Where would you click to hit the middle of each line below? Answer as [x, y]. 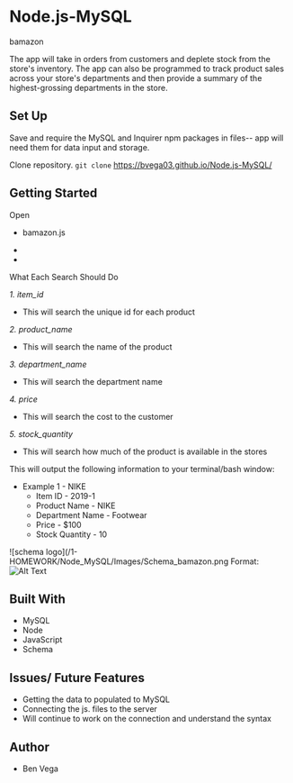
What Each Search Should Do [64, 277]
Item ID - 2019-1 [66, 496]
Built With [37, 599]
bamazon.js [44, 232]
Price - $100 [59, 524]
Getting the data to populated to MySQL [96, 699]
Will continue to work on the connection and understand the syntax [147, 719]
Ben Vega [40, 769]
